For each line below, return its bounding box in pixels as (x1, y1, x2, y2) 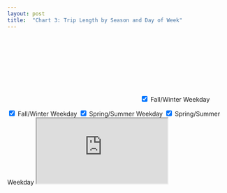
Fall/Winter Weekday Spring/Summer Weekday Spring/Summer (17, 109, 221, 118)
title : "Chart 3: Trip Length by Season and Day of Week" (7, 17, 183, 24)
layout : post (7, 10, 45, 17)
